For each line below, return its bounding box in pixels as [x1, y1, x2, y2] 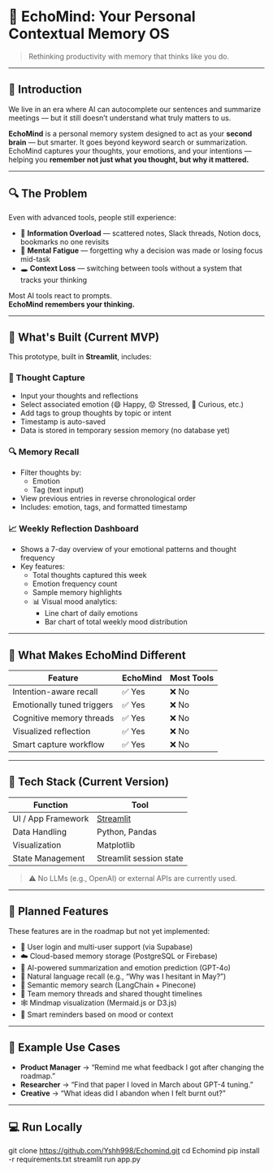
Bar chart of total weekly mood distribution [44, 617, 188, 627]
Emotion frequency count [32, 579, 118, 588]
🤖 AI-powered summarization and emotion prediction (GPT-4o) [19, 962, 232, 972]
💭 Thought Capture [8, 372, 85, 384]
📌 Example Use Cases [8, 1040, 120, 1055]
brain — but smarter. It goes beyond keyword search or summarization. [8, 137, 248, 147]
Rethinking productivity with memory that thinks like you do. [28, 51, 230, 61]
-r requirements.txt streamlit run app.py [8, 1154, 141, 1165]
